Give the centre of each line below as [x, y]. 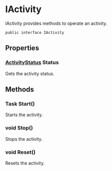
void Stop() [19, 128]
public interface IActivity [35, 32]
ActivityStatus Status [32, 63]
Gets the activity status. [30, 73]
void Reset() [20, 152]
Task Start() [20, 104]
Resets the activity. [25, 163]
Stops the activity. [24, 139]
